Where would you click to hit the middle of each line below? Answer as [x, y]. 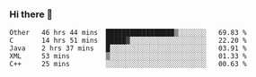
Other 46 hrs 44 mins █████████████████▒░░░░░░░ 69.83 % [128, 33]
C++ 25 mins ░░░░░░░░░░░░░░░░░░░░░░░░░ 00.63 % [128, 64]
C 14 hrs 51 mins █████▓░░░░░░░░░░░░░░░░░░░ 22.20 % [128, 41]
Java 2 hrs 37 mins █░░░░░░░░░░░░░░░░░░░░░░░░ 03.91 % [128, 48]
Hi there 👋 [31, 14]
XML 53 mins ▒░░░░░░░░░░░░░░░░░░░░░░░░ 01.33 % [128, 56]
